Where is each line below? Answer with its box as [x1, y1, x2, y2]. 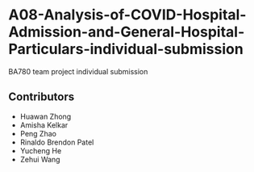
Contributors [8, 90, 75, 104]
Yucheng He [19, 145, 62, 155]
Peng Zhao [19, 128, 56, 138]
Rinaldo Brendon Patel [19, 137, 94, 147]
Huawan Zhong [19, 111, 72, 121]
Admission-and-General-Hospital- [8, 23, 245, 41]
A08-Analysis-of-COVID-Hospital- [8, 6, 247, 24]
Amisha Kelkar [19, 120, 69, 130]
